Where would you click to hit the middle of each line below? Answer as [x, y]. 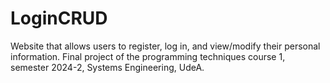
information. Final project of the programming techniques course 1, [148, 56]
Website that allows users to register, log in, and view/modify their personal [165, 46]
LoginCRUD [59, 18]
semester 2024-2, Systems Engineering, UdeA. [107, 67]
